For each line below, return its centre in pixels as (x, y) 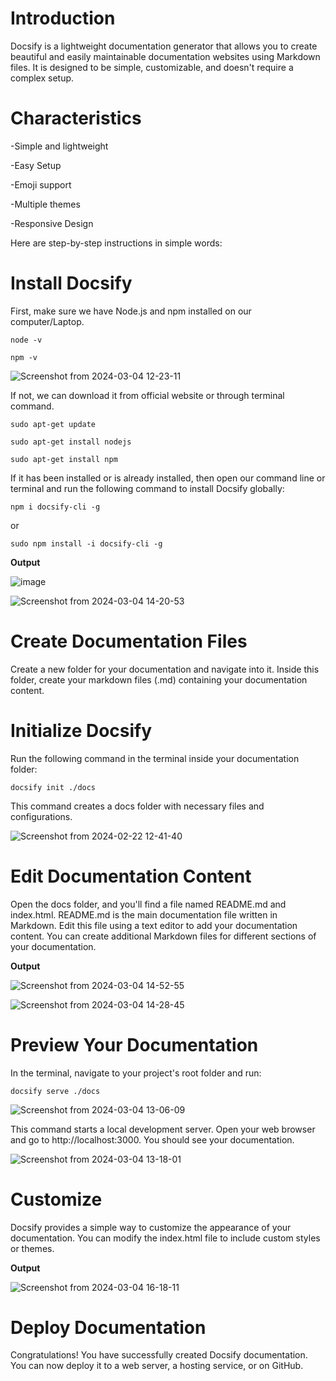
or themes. (32, 1248)
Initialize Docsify (81, 730)
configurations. (41, 816)
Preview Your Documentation (134, 1044)
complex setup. (42, 78)
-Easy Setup (36, 165)
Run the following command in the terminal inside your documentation (155, 758)
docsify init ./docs (53, 787)
